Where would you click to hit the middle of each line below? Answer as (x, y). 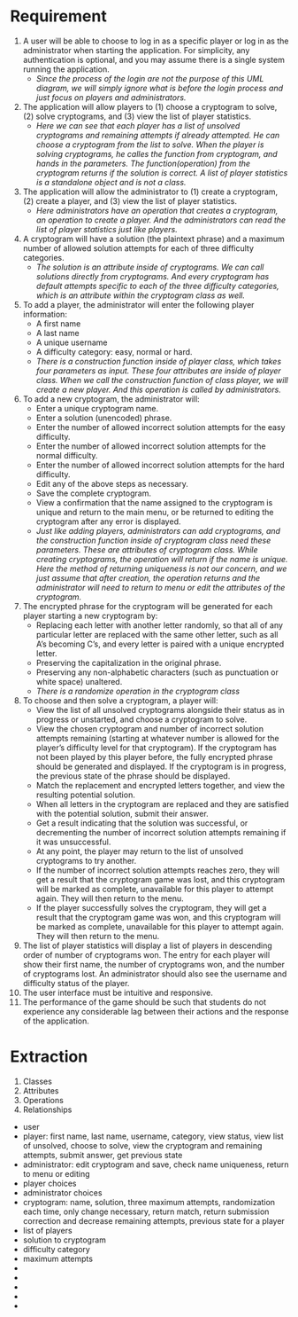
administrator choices (62, 1192)
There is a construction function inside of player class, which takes (159, 361)
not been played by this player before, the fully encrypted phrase (154, 756)
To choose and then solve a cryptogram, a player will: (120, 700)
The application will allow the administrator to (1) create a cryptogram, (150, 192)
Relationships (47, 1109)
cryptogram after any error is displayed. (108, 521)
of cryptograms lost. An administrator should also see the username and (155, 974)
